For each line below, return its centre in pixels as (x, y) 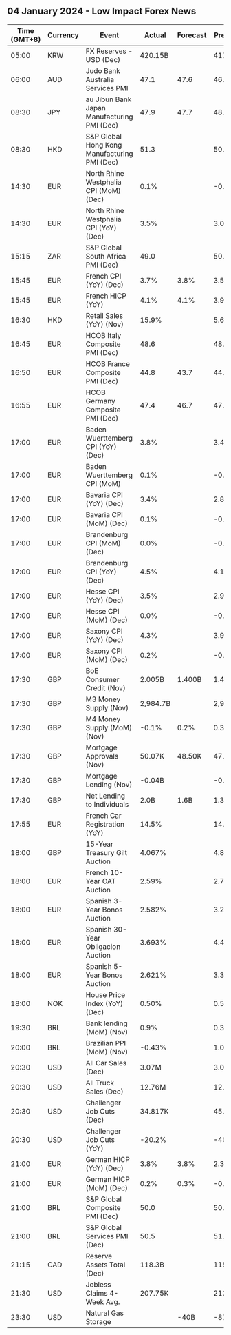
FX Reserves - (109, 51)
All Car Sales (106, 1063)
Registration (105, 824)
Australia (100, 79)
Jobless (98, 1284)
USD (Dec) (103, 59)
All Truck (100, 1083)
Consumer (102, 679)
